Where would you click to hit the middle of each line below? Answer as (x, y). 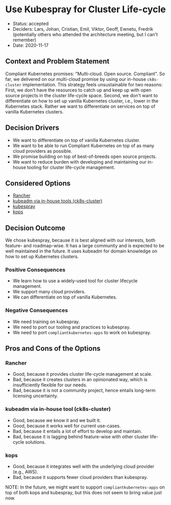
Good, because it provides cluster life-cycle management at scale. (82, 374)
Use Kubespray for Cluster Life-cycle (86, 9)
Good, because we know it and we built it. (57, 420)
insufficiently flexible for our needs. (50, 385)
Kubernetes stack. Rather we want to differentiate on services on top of (80, 106)
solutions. (35, 442)
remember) (25, 40)
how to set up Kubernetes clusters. (42, 257)
